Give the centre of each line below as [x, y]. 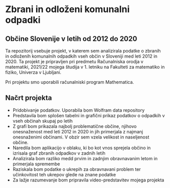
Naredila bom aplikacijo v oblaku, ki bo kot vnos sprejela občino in [82, 148]
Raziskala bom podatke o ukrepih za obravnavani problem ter [77, 169]
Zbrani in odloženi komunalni [67, 9]
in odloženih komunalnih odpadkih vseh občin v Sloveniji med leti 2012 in [81, 56]
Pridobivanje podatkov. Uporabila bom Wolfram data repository [78, 110]
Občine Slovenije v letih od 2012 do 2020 [71, 39]
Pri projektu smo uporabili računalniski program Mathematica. [70, 82]
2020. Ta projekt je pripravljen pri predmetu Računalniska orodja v [74, 61]
